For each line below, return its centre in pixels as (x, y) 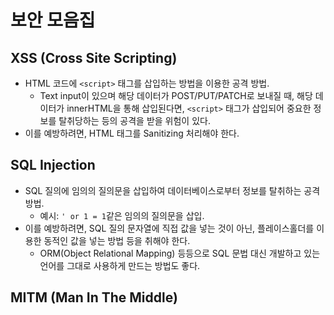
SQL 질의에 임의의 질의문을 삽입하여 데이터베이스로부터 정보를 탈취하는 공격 (172, 190)
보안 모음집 (53, 20)
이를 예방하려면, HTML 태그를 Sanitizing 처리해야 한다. (132, 133)
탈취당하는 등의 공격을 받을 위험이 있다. (134, 120)
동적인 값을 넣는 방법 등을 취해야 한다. (117, 240)
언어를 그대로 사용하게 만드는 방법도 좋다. (120, 265)
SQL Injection (53, 165)
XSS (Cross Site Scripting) (94, 57)
